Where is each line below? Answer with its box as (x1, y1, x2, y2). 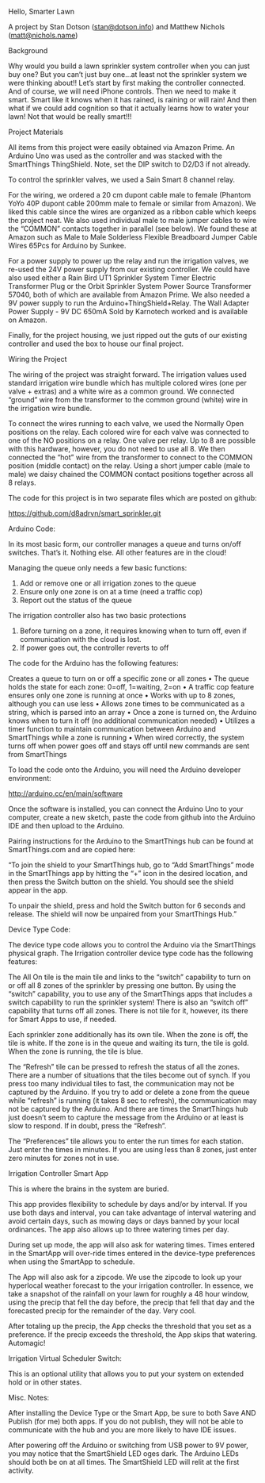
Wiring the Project (8, 355, 67, 363)
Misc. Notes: (8, 1393, 50, 1402)
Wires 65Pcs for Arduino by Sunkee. (8, 241, 127, 250)
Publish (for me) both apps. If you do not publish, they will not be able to (8, 1416, 244, 1426)
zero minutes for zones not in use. (8, 1154, 119, 1162)
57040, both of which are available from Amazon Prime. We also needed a (8, 290, 251, 299)
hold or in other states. (8, 1377, 82, 1387)
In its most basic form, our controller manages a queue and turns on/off (8, 540, 241, 548)
